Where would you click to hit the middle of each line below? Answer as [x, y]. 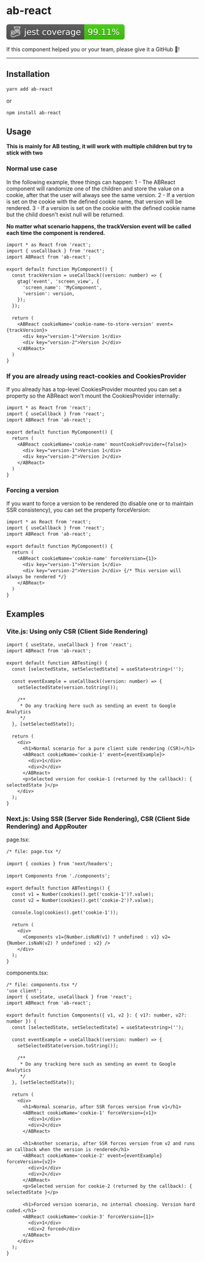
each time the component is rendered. [56, 233]
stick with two [25, 153]
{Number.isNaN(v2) [30, 943]
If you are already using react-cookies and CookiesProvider [96, 376]
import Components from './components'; [59, 876]
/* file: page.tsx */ [34, 852]
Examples [25, 614]
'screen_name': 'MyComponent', [62, 288]
